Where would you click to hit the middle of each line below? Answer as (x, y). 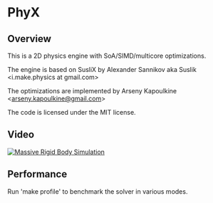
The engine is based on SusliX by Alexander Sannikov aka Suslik (102, 69)
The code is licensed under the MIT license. (72, 112)
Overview (30, 39)
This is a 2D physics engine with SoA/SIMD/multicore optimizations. (107, 56)
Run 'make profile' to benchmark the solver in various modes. (98, 191)
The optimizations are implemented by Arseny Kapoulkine (92, 91)
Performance (37, 174)
